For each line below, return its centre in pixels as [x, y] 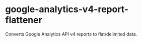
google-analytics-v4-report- [67, 9]
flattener [24, 20]
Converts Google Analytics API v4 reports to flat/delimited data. [71, 34]
